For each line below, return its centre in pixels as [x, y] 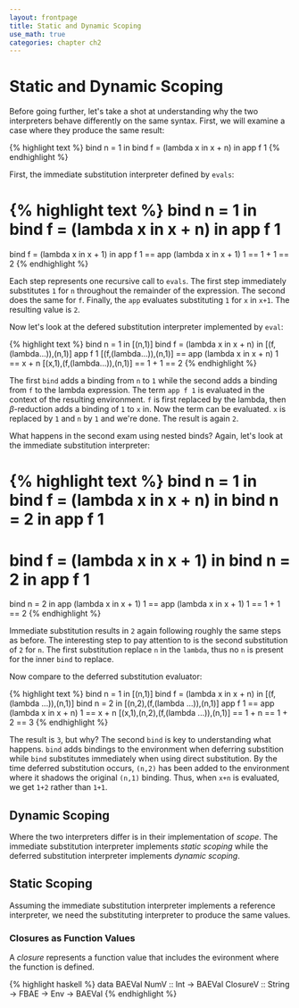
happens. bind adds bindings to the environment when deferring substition [146, 749]
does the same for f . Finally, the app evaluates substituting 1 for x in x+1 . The [149, 300]
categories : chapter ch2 [55, 42]
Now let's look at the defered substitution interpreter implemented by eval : [146, 327]
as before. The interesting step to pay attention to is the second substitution [149, 641]
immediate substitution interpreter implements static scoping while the [139, 846]
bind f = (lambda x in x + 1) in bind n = [150, 560]
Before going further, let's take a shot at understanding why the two [134, 112]
